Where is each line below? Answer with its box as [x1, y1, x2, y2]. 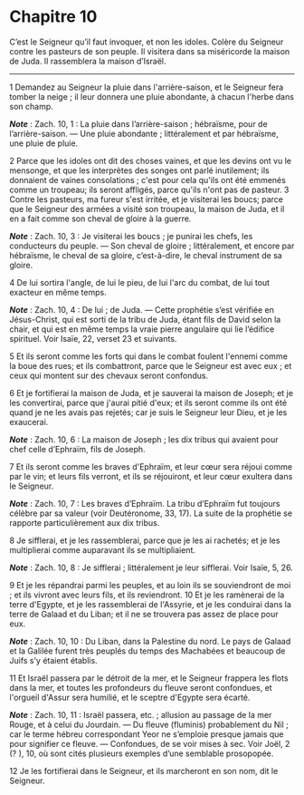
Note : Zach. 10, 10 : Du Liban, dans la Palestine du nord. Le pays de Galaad [9, 635, 291, 646]
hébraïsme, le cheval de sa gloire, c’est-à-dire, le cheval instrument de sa [9, 249, 282, 260]
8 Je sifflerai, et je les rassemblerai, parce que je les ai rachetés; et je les [9, 535, 280, 546]
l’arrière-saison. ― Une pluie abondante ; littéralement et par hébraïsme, [9, 128, 279, 139]
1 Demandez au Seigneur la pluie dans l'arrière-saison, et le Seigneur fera [9, 82, 284, 92]
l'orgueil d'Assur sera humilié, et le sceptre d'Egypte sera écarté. [9, 692, 251, 703]
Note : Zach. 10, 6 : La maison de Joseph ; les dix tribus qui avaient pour [9, 433, 279, 445]
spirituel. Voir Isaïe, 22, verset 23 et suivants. [9, 333, 177, 344]
